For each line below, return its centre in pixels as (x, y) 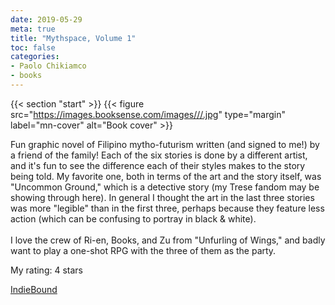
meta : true (33, 29)
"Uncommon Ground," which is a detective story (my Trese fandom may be (165, 187)
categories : (35, 57)
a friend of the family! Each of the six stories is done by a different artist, (159, 155)
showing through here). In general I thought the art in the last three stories (162, 197)
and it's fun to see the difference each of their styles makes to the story (158, 165)
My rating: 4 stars (46, 270)
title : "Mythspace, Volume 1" (73, 38)
